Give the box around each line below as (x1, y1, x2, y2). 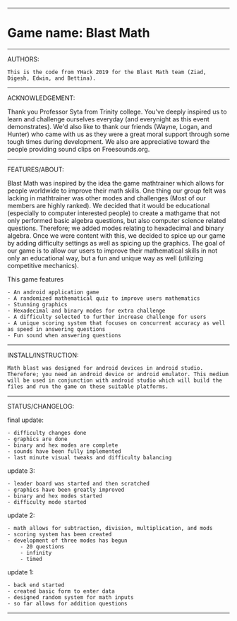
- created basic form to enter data (7, 587, 115, 595)
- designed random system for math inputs (7, 593, 134, 601)
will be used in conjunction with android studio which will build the (7, 377, 222, 384)
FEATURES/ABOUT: (7, 165, 65, 174)
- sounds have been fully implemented (7, 447, 121, 455)
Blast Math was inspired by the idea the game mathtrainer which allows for (7, 179, 224, 187)
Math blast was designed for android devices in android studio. (7, 364, 203, 371)
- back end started (7, 581, 65, 589)
